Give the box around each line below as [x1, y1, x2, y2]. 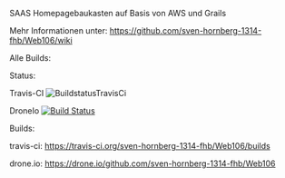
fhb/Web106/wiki [9, 35, 73, 45]
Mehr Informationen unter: [9, 25, 108, 35]
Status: [9, 70, 36, 81]
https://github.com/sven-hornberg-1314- [109, 25, 262, 35]
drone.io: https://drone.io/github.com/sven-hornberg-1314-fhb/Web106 [9, 158, 276, 169]
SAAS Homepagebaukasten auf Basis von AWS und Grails [9, 8, 227, 18]
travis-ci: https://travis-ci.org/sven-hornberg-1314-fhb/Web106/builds [9, 141, 270, 151]
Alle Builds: [9, 53, 52, 63]
